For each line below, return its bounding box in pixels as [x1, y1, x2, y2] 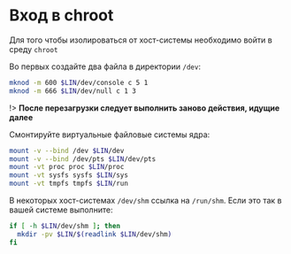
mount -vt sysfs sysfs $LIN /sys [9, 171, 128, 180]
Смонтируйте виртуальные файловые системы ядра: [9, 129, 211, 140]
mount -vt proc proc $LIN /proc [9, 163, 125, 172]
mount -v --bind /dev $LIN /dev [9, 146, 125, 155]
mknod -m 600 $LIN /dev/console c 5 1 [9, 78, 149, 87]
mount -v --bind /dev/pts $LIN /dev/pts [9, 154, 157, 164]
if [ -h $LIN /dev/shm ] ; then [9, 222, 121, 231]
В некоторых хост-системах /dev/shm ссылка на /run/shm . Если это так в [9, 196, 282, 206]
